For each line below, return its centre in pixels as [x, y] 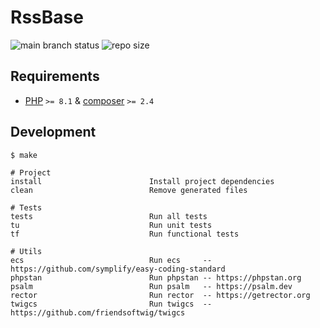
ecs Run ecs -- [111, 260]
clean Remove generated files [129, 190]
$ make [24, 155]
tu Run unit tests [111, 225]
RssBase [47, 17]
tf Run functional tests [125, 234]
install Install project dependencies [142, 181]
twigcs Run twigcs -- [111, 304]
